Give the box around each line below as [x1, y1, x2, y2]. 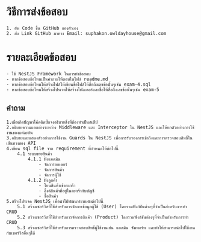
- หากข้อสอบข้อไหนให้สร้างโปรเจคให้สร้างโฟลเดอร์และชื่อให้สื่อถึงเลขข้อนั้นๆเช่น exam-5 [6, 86, 159, 92]
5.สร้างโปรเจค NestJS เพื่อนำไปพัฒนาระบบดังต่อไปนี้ [6, 198, 104, 204]
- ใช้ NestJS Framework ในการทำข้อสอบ [6, 71, 91, 77]
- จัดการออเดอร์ [38, 161, 67, 167]
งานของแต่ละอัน [6, 129, 33, 136]
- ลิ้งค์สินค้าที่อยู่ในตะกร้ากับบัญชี [38, 188, 94, 194]
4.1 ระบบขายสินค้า [17, 150, 52, 157]
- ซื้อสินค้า [38, 193, 58, 199]
